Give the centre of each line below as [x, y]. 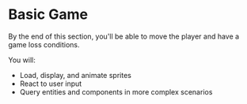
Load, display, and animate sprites [76, 75]
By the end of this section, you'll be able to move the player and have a [124, 36]
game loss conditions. [44, 44]
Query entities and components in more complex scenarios [116, 91]
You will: [22, 60]
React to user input [51, 84]
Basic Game [48, 15]
